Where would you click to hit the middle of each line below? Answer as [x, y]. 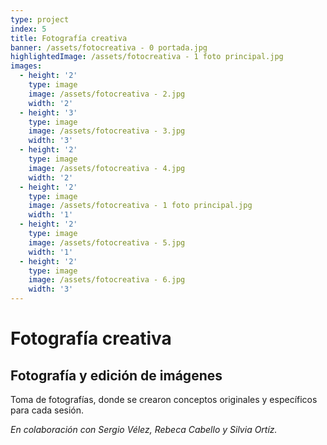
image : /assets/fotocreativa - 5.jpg [107, 242]
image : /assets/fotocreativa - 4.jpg [107, 168]
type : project [40, 19]
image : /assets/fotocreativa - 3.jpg [107, 131]
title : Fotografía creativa [69, 38]
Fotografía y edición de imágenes [116, 375]
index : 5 [28, 29]
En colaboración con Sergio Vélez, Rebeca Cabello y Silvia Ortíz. [144, 429]
